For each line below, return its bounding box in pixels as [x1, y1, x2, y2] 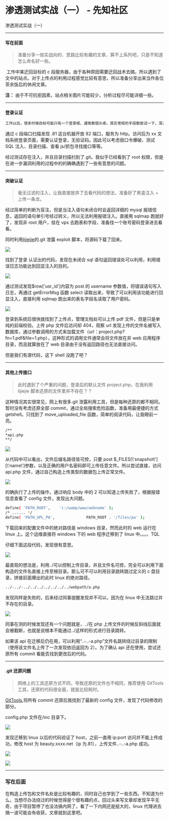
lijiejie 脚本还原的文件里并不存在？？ [17, 388, 93, 394]
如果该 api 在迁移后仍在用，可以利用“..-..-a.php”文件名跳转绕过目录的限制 [5, 638, 157, 644]
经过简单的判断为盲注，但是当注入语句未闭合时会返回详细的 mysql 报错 [5, 207, 152, 213]
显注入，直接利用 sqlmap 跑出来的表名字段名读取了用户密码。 [5, 296, 133, 302]
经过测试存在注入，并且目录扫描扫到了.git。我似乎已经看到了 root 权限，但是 [5, 154, 163, 160]
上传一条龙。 [17, 196, 44, 202]
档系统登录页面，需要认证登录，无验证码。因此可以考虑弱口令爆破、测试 [5, 137, 155, 143]
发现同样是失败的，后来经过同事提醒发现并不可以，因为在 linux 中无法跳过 [5, 594, 158, 600]
